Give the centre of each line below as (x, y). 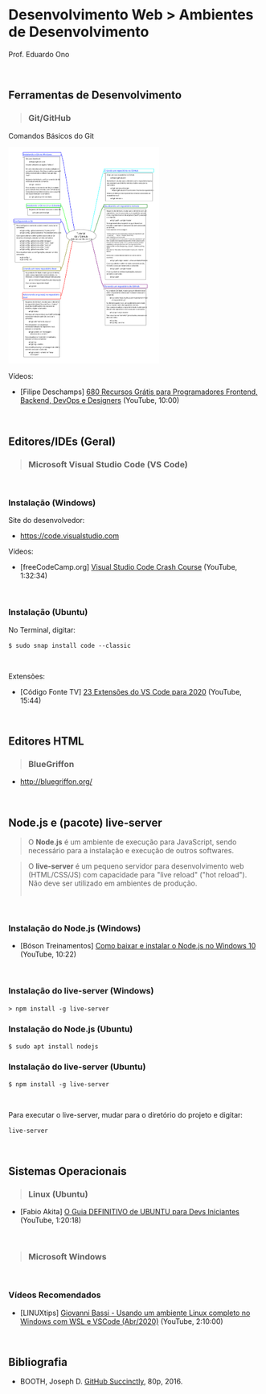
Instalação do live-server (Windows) (81, 991)
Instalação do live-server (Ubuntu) (77, 1067)
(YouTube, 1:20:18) (51, 1220)
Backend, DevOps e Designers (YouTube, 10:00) (100, 400)
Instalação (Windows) (52, 503)
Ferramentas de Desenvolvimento (95, 95)
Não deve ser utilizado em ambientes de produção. (113, 883)
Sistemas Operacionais (68, 1171)
